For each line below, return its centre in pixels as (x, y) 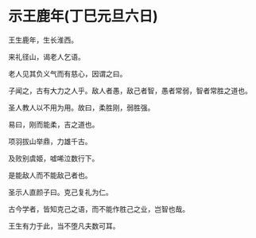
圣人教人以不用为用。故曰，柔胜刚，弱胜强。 (81, 107)
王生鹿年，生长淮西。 (43, 40)
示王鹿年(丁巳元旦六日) (83, 16)
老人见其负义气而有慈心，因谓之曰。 (68, 73)
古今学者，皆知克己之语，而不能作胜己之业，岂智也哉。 (99, 209)
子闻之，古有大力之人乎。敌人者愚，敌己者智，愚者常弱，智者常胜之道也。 (130, 90)
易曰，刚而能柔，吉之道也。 (54, 124)
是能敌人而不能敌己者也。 (50, 175)
